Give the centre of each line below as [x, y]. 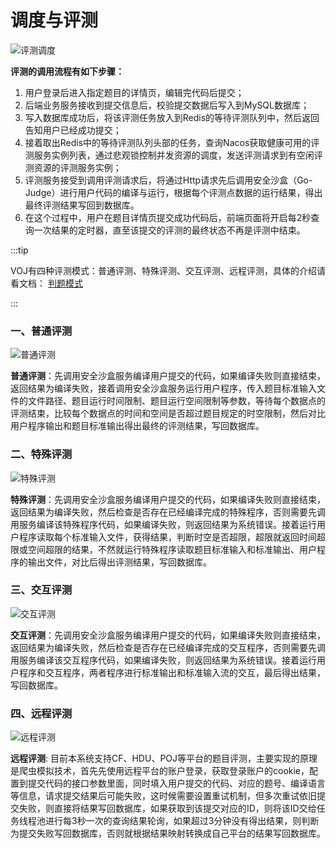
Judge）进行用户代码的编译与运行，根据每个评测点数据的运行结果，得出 [173, 192]
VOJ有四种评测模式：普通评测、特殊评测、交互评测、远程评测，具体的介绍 [163, 270]
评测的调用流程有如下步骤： [67, 71]
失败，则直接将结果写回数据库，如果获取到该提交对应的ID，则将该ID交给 [167, 808]
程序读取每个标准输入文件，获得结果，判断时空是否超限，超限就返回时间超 [172, 537]
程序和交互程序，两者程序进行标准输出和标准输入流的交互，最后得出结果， [172, 672]
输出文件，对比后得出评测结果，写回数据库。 [119, 562]
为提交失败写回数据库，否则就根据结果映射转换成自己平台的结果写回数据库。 [168, 833]
